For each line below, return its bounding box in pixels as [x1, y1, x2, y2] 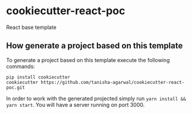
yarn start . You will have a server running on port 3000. [6, 101, 145, 108]
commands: [6, 63, 36, 70]
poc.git [6, 84, 26, 90]
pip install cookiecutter [6, 74, 70, 80]
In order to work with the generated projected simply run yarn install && [6, 95, 186, 102]
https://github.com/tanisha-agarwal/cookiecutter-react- [40, 79, 185, 85]
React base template [6, 24, 56, 31]
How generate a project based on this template [6, 41, 183, 51]
